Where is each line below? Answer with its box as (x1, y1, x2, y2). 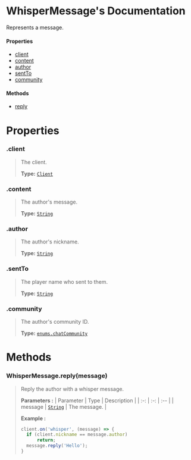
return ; (36, 437, 56, 443)
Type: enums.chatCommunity (20, 330, 88, 337)
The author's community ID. (20, 318, 89, 326)
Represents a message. (6, 24, 64, 31)
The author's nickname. (20, 238, 79, 245)
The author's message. (20, 198, 78, 206)
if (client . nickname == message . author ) (26, 431, 128, 438)
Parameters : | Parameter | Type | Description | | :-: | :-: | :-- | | (20, 397, 174, 404)
